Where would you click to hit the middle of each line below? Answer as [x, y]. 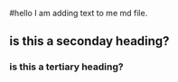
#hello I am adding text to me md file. [79, 13]
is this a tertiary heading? [66, 67]
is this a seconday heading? [89, 41]
